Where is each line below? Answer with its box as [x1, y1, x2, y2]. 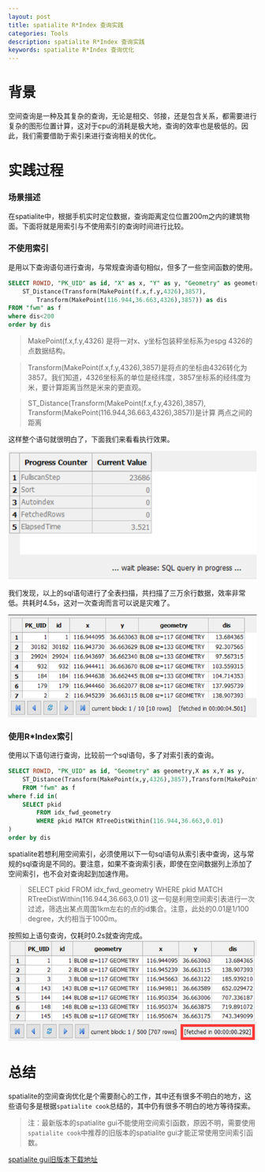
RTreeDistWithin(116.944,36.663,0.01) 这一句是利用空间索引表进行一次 [27, 894, 255, 903]
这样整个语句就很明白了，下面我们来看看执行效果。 [8, 435, 174, 444]
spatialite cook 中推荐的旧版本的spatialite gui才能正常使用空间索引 [27, 1128, 247, 1137]
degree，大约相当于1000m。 [27, 913, 121, 923]
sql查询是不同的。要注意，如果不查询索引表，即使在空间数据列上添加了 [21, 859, 253, 868]
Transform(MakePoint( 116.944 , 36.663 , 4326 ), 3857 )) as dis [36, 296, 227, 304]
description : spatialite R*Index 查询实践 [8, 38, 145, 46]
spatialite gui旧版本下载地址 [8, 1155, 99, 1164]
